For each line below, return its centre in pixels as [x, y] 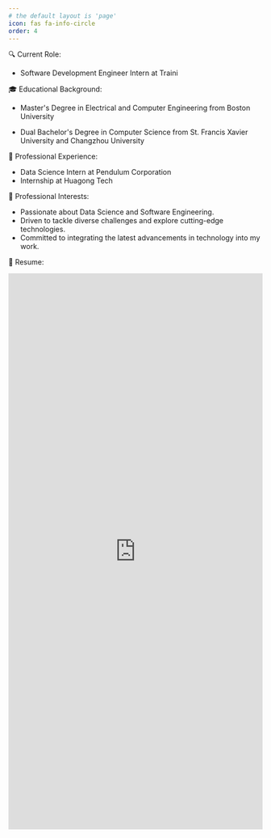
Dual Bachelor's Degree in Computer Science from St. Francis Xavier [134, 132]
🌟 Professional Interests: [49, 197]
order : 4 [23, 31]
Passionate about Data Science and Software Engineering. [117, 212]
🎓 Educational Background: [55, 89]
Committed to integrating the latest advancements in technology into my [140, 238]
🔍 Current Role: [35, 54]
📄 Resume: [26, 262]
